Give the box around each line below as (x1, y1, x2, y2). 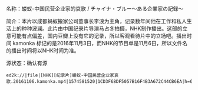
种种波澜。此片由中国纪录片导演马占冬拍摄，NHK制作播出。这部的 (21, 25, 183, 32)
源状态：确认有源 (6, 59, 48, 66)
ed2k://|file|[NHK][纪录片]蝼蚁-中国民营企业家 (6, 72, 115, 78)
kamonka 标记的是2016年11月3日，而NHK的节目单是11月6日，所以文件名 (12, 40, 188, 46)
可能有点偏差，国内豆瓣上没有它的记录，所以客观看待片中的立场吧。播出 (11, 32, 187, 39)
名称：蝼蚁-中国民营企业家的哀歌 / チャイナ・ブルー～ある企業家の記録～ (6, 5, 184, 12)
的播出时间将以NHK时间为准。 (6, 47, 80, 54)
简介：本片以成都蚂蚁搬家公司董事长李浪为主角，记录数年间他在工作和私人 (6, 18, 187, 25)
